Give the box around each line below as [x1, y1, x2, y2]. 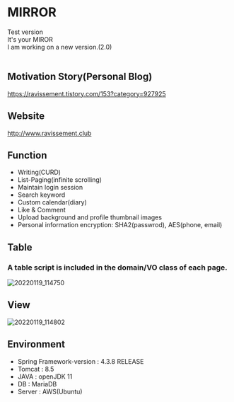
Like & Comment [17, 206, 66, 214]
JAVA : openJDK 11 [17, 372, 73, 381]
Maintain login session [17, 183, 83, 192]
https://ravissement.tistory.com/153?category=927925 [7, 89, 166, 98]
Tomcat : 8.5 [17, 364, 54, 373]
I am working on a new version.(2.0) [7, 42, 112, 51]
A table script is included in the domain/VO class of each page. [7, 263, 228, 272]
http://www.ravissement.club [7, 129, 92, 137]
